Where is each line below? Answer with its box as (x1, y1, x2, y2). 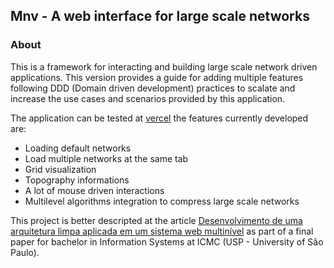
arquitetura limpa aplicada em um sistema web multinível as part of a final (10, 225, 314, 237)
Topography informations (24, 174, 130, 186)
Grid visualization (24, 163, 97, 175)
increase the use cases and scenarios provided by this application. (10, 92, 286, 104)
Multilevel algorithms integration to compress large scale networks (24, 195, 300, 207)
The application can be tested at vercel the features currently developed (10, 112, 309, 124)
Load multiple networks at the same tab (24, 152, 189, 164)
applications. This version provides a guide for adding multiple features (10, 71, 304, 83)
